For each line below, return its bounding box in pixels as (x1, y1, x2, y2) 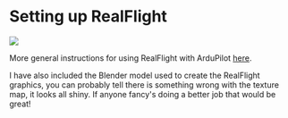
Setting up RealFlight (9, 6, 168, 27)
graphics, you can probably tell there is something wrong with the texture (9, 79, 280, 90)
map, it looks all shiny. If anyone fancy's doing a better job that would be (9, 88, 276, 99)
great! (9, 98, 31, 109)
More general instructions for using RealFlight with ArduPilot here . (9, 52, 252, 63)
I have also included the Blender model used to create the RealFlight (9, 70, 261, 80)
